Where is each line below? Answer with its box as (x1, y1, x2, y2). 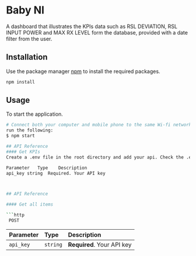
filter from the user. (6, 35, 52, 42)
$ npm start (6, 133, 35, 139)
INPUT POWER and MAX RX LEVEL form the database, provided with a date (6, 29, 188, 36)
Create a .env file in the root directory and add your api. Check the (6, 154, 184, 160)
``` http (6, 212, 25, 218)
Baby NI (6, 4, 45, 17)
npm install (6, 79, 35, 85)
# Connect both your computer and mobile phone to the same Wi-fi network (6, 122, 192, 128)
